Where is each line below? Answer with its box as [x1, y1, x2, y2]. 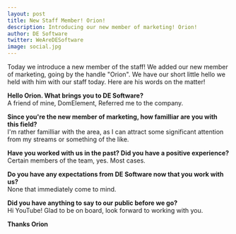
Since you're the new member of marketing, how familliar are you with [7, 112, 218, 121]
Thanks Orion [7, 220, 48, 228]
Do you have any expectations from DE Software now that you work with [7, 170, 224, 178]
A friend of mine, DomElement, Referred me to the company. [7, 99, 184, 107]
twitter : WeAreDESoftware [7, 37, 83, 44]
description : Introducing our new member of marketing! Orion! [7, 23, 198, 30]
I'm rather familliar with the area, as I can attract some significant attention [7, 128, 224, 136]
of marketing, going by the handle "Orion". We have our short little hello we [7, 70, 226, 78]
